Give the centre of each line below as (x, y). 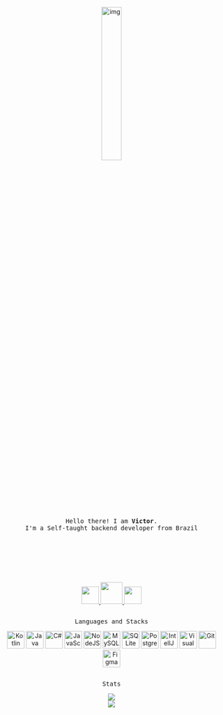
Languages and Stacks (111, 622)
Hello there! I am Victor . (111, 521)
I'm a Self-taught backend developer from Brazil (111, 528)
